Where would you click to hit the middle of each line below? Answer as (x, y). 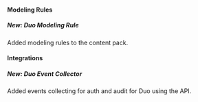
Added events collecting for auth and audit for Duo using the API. (99, 91)
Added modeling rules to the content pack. (68, 42)
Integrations (25, 58)
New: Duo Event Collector (45, 74)
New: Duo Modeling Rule (43, 25)
